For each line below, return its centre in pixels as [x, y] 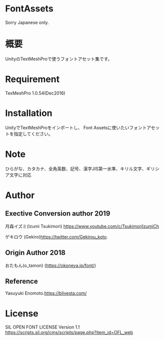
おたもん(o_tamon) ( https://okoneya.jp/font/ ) [51, 265]
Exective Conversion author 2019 [58, 214]
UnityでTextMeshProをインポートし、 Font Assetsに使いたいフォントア [78, 127]
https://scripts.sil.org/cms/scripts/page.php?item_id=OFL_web [69, 333]
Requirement [32, 79]
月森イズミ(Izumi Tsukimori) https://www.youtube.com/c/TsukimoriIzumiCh [82, 226]
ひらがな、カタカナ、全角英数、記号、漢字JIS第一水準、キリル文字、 [76, 169]
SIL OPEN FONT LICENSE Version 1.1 [42, 327]
